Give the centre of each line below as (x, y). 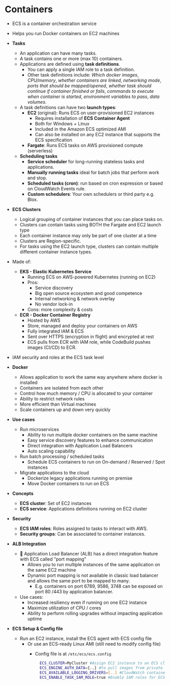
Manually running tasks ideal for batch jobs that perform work (93, 172)
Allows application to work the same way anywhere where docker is (91, 377)
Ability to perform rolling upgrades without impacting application (95, 613)
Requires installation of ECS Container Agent (82, 118)
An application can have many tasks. (58, 53)
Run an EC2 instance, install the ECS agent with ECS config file (86, 638)
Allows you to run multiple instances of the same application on (94, 564)
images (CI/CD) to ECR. (52, 347)
